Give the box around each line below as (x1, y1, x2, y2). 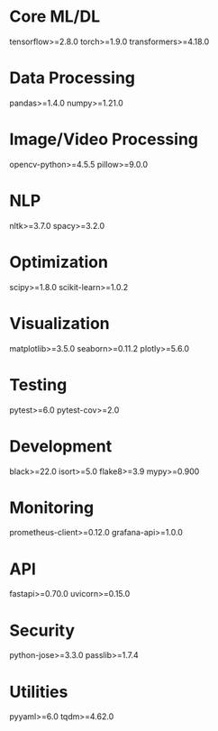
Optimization (9, 251, 108, 272)
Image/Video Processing (9, 129, 199, 150)
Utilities (9, 681, 68, 702)
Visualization (9, 313, 110, 334)
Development (9, 435, 113, 456)
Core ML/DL (9, 6, 101, 27)
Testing (9, 374, 68, 395)
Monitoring (9, 498, 95, 517)
